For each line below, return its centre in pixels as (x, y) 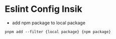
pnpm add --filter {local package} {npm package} (58, 32)
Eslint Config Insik (44, 9)
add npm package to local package (49, 23)
